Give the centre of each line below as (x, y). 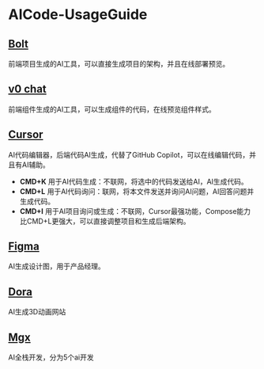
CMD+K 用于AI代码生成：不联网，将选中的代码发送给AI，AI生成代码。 (134, 181)
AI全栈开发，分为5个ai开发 (51, 357)
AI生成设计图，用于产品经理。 (57, 266)
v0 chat (28, 89)
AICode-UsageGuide (78, 15)
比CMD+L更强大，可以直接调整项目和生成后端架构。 (105, 221)
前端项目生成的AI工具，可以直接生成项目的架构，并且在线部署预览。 (119, 64)
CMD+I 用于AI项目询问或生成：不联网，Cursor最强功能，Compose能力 (135, 211)
